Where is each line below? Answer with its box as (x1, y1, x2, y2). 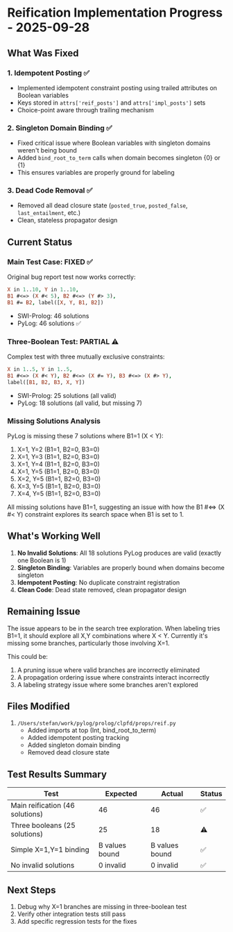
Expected (105, 789, 137, 799)
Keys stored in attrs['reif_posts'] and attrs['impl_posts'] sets (17, 98, 206, 107)
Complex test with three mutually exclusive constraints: (7, 352, 165, 361)
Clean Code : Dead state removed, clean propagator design (17, 585, 187, 594)
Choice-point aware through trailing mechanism (17, 105, 155, 114)
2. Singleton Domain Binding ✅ (7, 123, 113, 132)
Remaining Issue (7, 605, 81, 618)
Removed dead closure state (27, 748, 110, 757)
